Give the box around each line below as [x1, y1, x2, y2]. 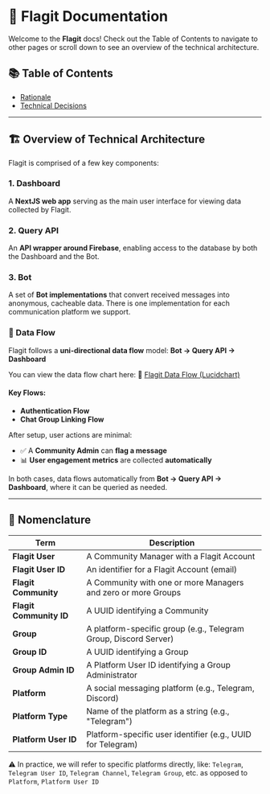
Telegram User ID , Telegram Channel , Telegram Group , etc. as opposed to [8, 767, 247, 777]
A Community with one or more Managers [86, 577, 244, 588]
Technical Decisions [19, 101, 87, 110]
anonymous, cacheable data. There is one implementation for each [8, 298, 231, 308]
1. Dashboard [8, 178, 61, 189]
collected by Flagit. [8, 204, 72, 214]
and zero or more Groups [86, 586, 182, 598]
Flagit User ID [12, 563, 66, 574]
